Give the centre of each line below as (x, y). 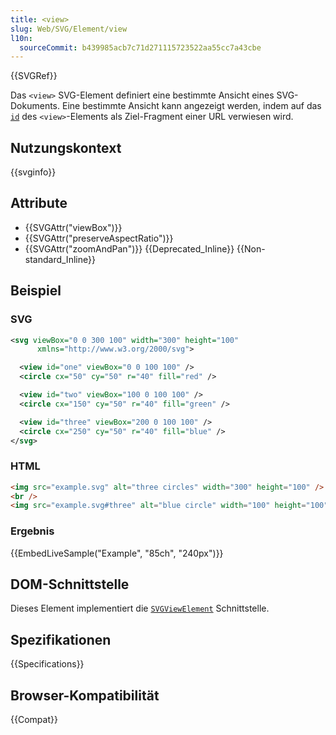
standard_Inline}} (60, 259)
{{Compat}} (34, 720)
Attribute (39, 203)
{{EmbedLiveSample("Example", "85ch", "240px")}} (117, 553)
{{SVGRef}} (34, 76)
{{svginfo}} (33, 172)
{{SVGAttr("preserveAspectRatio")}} (99, 238)
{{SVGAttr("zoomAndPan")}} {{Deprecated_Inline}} (129, 248)
